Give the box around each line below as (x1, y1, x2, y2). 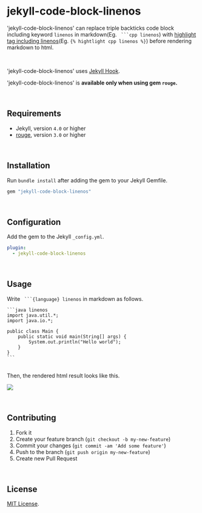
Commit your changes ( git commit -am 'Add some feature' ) (15, 442, 166, 449)
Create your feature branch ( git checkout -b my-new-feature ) (15, 435, 171, 442)
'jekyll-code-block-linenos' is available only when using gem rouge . (7, 79, 178, 86)
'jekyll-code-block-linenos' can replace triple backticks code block (7, 24, 175, 32)
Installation (7, 160, 50, 171)
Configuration (7, 217, 61, 227)
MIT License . (7, 500, 39, 508)
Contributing (7, 413, 56, 423)
